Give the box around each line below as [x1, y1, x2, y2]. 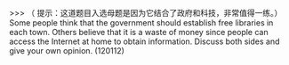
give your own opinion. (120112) [9, 46, 124, 55]
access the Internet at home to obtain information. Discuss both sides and [9, 36, 280, 47]
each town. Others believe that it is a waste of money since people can [9, 27, 269, 37]
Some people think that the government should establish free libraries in [9, 18, 274, 28]
